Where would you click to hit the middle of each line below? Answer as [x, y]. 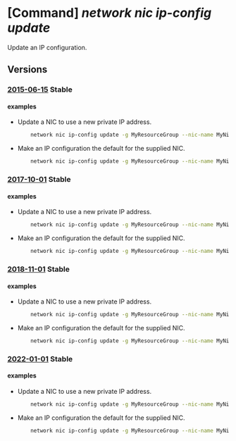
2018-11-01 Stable [39, 269]
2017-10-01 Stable [39, 180]
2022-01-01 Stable [40, 359]
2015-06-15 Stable [40, 89]
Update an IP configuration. [47, 47]
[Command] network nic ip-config [110, 13]
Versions [27, 69]
